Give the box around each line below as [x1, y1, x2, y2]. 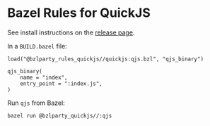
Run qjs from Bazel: [7, 99, 65, 107]
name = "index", [20, 74, 69, 81]
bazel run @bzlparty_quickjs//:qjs [7, 112, 112, 119]
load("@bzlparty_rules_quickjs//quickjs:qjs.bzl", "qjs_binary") [7, 55, 204, 63]
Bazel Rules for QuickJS [7, 5, 151, 21]
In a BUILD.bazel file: [7, 42, 67, 50]
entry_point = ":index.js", [20, 80, 103, 87]
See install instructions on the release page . [7, 28, 135, 37]
